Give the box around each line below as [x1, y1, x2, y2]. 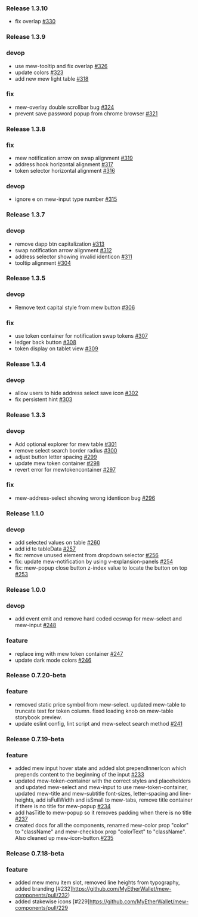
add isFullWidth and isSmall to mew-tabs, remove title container [36, 796, 193, 803]
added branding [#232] [14, 885, 73, 892]
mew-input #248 [14, 622, 57, 629]
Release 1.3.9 [6, 33, 46, 41]
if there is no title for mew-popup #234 [14, 802, 111, 809]
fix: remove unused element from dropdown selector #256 [14, 552, 159, 559]
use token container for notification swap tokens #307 [14, 332, 148, 340]
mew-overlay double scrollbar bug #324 [14, 103, 115, 111]
